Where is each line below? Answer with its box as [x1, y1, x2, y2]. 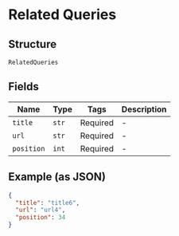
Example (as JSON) [8, 170, 106, 184]
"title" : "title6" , [15, 199, 80, 206]
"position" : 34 [15, 214, 66, 222]
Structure [8, 37, 57, 51]
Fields [8, 80, 40, 93]
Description [121, 104, 167, 115]
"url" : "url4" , [15, 206, 66, 214]
